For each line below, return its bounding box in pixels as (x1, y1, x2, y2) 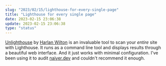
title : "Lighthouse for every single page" (5, 12, 97, 17)
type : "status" (5, 26, 37, 31)
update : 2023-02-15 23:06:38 (5, 21, 66, 26)
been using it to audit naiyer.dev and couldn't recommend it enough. (5, 55, 145, 61)
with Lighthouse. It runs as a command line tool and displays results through (5, 45, 162, 51)
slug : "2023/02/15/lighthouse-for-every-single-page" (5, 7, 119, 12)
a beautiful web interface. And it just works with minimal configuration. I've (5, 50, 159, 56)
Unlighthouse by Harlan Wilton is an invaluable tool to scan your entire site (5, 39, 158, 45)
